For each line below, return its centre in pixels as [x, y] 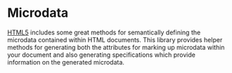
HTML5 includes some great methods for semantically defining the [104, 32]
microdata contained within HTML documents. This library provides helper [115, 39]
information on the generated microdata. [66, 62]
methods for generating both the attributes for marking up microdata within [116, 47]
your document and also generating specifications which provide [101, 55]
